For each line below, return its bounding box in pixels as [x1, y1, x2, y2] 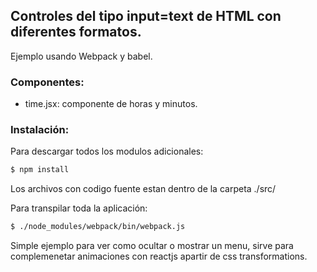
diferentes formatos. [10, 24, 142, 41]
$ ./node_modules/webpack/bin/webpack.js [10, 222, 186, 232]
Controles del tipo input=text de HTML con [10, 8, 282, 25]
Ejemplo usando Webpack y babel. [10, 50, 153, 62]
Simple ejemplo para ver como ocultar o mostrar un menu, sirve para [10, 240, 294, 252]
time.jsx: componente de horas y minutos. [24, 98, 198, 110]
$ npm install [10, 165, 70, 175]
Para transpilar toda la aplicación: [10, 202, 148, 214]
